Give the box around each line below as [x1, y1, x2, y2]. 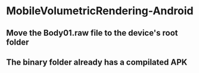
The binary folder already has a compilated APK [6, 57, 188, 67]
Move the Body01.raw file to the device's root [6, 28, 178, 38]
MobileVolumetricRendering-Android [6, 4, 194, 18]
